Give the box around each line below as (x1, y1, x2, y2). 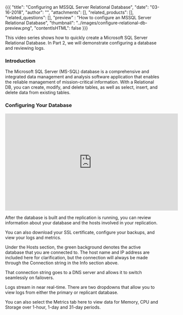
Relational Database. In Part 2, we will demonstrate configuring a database (5, 40, 157, 46)
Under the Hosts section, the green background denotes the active (5, 244, 141, 250)
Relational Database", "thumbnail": (5, 20, 75, 26)
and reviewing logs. (5, 45, 45, 51)
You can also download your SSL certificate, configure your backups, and (5, 229, 155, 235)
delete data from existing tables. (5, 90, 71, 96)
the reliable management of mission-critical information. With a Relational (5, 79, 154, 85)
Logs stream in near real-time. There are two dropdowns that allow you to (5, 284, 155, 290)
